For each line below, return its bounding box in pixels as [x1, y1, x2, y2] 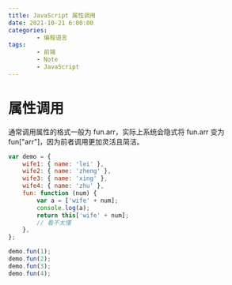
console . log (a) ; [36, 204, 90, 212]
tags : [8, 41, 26, 49]
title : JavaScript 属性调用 [8, 11, 97, 20]
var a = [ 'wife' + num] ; [36, 197, 119, 204]
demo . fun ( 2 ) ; [8, 255, 51, 263]
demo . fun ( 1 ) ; [8, 248, 51, 256]
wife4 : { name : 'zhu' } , [22, 182, 105, 190]
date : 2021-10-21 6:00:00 [8, 19, 93, 27]
